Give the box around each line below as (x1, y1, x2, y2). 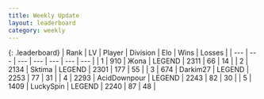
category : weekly (8, 26, 66, 34)
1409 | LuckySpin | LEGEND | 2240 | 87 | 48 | (8, 82, 156, 91)
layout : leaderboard (8, 19, 77, 27)
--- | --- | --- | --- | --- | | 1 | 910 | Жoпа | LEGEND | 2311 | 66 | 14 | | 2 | (17, 56, 248, 66)
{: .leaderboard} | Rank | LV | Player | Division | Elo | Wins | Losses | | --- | (8, 48, 248, 58)
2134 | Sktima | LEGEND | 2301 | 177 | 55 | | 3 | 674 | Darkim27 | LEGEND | (8, 65, 250, 74)
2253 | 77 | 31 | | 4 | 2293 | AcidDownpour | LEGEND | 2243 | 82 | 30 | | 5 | (8, 73, 252, 83)
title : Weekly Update (8, 11, 80, 20)
